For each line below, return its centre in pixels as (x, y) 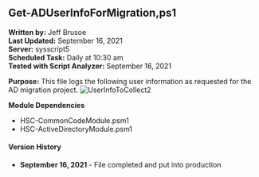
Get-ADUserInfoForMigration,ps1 (92, 13)
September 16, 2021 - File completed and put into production (120, 165)
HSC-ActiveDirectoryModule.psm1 (76, 129)
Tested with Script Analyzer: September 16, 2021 (90, 66)
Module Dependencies (47, 105)
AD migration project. (43, 90)
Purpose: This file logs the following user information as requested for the (130, 81)
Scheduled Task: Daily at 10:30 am (66, 57)
